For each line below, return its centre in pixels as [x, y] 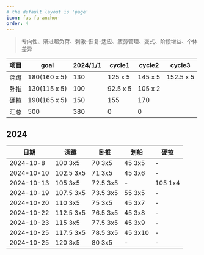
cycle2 [149, 65]
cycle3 [180, 65]
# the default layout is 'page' [47, 12]
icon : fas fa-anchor [33, 18]
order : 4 [17, 23]
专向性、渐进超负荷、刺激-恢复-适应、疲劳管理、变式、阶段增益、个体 [109, 42]
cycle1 [120, 65]
